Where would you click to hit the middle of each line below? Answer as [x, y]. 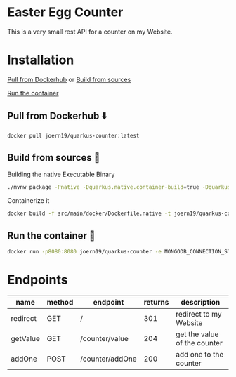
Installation [41, 60]
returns [156, 302]
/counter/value [104, 338]
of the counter [199, 343]
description [201, 302]
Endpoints [38, 280]
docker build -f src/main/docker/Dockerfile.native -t [89, 214]
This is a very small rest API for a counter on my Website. [90, 32]
